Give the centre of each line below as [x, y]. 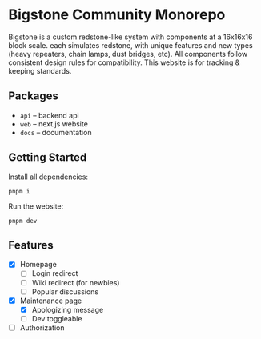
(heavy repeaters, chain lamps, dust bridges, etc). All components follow [128, 54]
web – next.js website [54, 124]
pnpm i [19, 191]
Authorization [42, 327]
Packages [33, 96]
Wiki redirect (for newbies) [76, 282]
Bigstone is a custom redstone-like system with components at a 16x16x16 [130, 37]
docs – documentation [56, 132]
